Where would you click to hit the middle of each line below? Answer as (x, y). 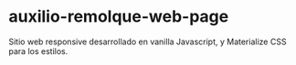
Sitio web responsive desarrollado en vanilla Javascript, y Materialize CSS (148, 42)
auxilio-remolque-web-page (119, 17)
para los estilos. (38, 51)
